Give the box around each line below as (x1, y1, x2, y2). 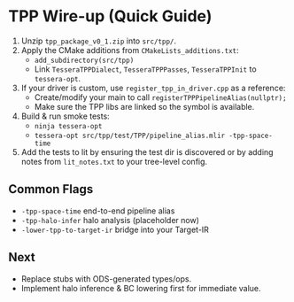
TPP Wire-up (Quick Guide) (8, 6, 213, 27)
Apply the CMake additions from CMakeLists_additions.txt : (20, 44, 240, 55)
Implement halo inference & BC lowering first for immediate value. (20, 283, 262, 293)
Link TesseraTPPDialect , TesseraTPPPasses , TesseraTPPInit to (34, 64, 258, 74)
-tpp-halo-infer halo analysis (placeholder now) (20, 214, 200, 225)
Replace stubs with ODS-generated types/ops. (20, 273, 192, 284)
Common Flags (8, 182, 94, 197)
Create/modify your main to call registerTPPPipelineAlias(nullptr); (34, 91, 287, 103)
